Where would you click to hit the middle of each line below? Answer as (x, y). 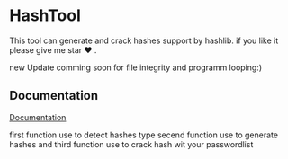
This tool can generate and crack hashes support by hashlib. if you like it (144, 40)
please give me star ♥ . (53, 49)
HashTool (45, 16)
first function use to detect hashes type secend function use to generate (144, 135)
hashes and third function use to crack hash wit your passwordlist (131, 144)
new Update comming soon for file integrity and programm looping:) (136, 67)
